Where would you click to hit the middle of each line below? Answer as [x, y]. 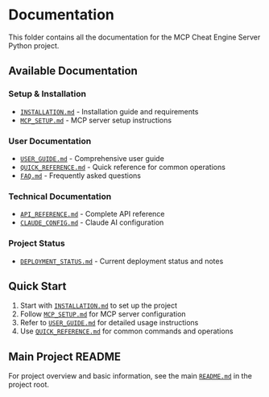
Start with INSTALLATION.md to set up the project [99, 306]
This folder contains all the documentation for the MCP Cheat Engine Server [134, 37]
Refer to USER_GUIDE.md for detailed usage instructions [109, 323]
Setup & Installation [48, 94]
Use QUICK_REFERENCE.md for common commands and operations [126, 331]
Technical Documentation [60, 196]
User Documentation [50, 141]
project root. [29, 385]
